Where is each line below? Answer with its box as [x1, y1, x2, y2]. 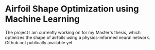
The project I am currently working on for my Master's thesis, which [5, 29, 141, 35]
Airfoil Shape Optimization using [5, 3, 139, 14]
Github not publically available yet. [5, 39, 74, 45]
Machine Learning [5, 13, 80, 25]
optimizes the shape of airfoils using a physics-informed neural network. [5, 35, 151, 40]
